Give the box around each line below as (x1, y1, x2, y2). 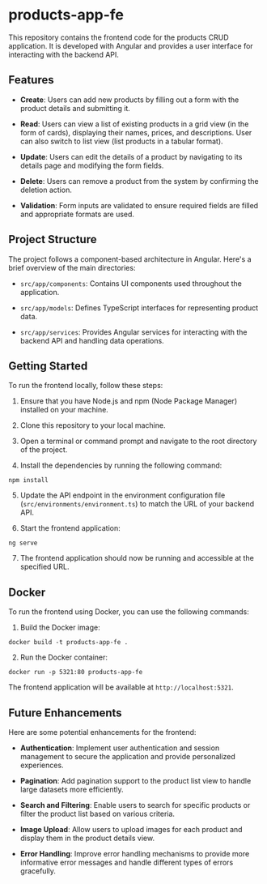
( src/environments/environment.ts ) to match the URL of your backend (19, 499, 255, 509)
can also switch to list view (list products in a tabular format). (19, 136, 224, 146)
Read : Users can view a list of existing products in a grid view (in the (19, 119, 249, 129)
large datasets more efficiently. (19, 784, 124, 794)
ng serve (8, 539, 38, 548)
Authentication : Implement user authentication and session (19, 743, 220, 753)
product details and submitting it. (19, 103, 131, 113)
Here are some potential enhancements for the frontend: (8, 728, 197, 737)
